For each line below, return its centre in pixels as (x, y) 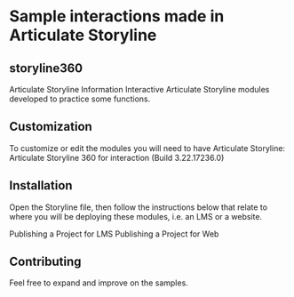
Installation (41, 185)
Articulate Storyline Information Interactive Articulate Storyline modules (139, 89)
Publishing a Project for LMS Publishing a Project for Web (114, 234)
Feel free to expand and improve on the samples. (99, 283)
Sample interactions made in (117, 16)
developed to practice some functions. (80, 99)
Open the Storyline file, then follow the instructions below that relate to (139, 207)
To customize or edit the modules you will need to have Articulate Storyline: (147, 148)
